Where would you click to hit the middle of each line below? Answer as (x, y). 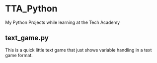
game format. (19, 55)
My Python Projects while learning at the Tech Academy (63, 22)
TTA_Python (31, 9)
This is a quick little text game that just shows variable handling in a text (78, 50)
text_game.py (27, 38)
